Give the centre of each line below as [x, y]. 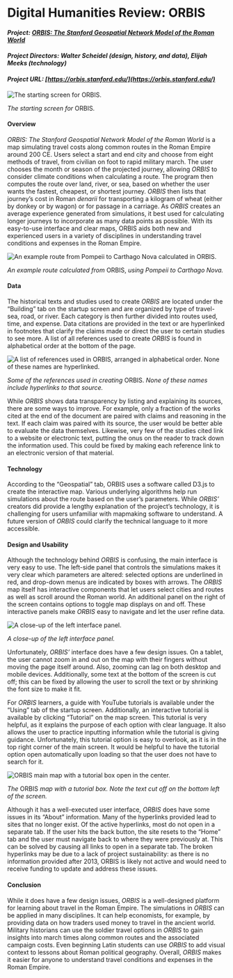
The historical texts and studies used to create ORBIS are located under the [115, 301]
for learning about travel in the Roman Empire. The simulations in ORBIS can [116, 908]
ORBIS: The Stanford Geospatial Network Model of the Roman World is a [111, 139]
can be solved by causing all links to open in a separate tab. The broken [110, 846]
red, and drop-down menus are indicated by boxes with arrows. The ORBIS [115, 582]
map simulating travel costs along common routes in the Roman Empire [109, 147]
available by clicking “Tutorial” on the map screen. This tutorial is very [107, 718]
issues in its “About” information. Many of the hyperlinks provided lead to [112, 817]
